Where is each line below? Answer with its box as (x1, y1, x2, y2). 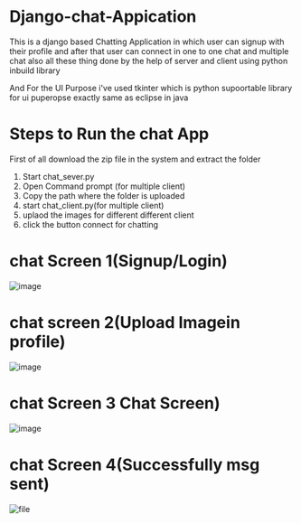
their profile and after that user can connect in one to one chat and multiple (9, 45, 289, 56)
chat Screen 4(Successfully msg (9, 454, 260, 475)
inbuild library (9, 65, 61, 76)
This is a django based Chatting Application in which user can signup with (9, 36, 285, 47)
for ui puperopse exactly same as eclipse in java (9, 92, 189, 103)
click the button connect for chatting (22, 219, 159, 229)
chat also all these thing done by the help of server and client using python (9, 55, 288, 66)
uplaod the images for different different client (22, 210, 194, 220)
